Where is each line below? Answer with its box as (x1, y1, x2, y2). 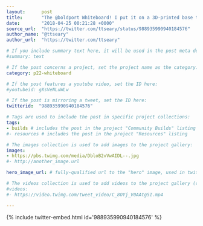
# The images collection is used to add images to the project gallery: (6, 141, 193, 148)
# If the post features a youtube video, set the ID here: (6, 81, 158, 87)
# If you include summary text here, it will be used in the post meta (6, 48, 190, 54)
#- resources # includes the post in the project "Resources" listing (6, 131, 188, 137)
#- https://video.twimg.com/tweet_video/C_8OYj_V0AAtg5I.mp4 (6, 192, 164, 198)
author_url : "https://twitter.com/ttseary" (6, 37, 120, 43)
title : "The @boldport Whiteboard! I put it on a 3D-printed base (6, 15, 193, 21)
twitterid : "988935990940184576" (6, 103, 94, 109)
